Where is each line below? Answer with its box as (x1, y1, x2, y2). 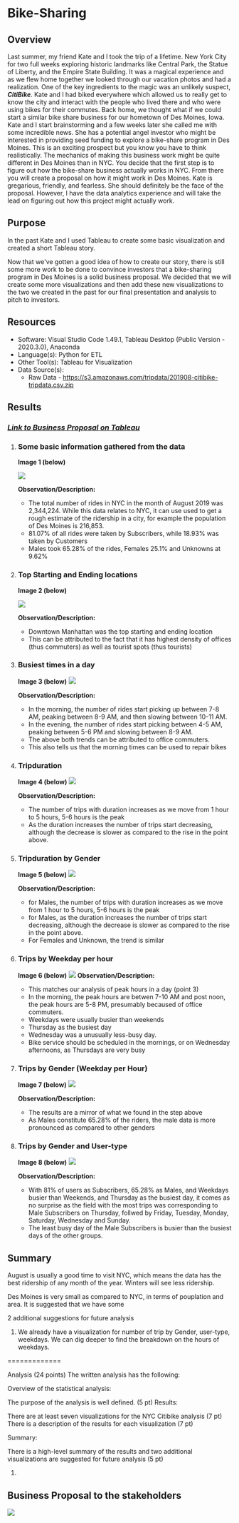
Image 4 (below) (17, 778, 68, 786)
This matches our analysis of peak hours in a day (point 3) (28, 985, 199, 993)
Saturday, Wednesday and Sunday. (28, 1216, 132, 1225)
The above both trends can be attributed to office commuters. (28, 735, 210, 744)
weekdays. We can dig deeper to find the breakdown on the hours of (17, 1335, 220, 1344)
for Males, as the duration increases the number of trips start (28, 914, 208, 922)
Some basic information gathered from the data (17, 441, 186, 451)
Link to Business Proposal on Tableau (7, 423, 140, 432)
